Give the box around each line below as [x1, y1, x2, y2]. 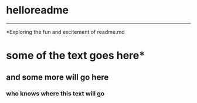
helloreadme [6, 4, 69, 17]
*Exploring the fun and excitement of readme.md [6, 28, 125, 35]
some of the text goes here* [6, 49, 145, 62]
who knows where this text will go [6, 90, 105, 98]
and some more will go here [6, 72, 109, 82]
